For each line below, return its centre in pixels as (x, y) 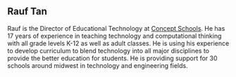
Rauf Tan (27, 12)
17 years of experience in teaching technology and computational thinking (114, 36)
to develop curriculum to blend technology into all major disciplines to (108, 50)
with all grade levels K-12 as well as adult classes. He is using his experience (118, 43)
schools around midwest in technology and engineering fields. (98, 65)
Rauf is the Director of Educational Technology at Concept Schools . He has (116, 28)
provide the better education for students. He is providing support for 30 (112, 58)
